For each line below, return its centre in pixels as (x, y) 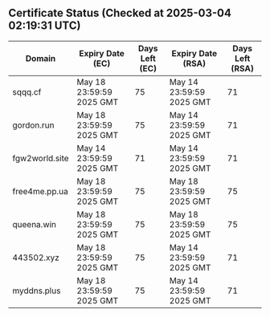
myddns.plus (37, 291)
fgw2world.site (41, 158)
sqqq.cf (27, 91)
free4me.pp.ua (40, 191)
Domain (41, 58)
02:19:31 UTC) (45, 26)
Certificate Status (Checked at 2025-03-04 (120, 13)
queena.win (35, 224)
